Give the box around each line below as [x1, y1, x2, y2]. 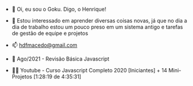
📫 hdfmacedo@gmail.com [11, 42, 78, 49]
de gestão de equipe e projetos [11, 30, 89, 37]
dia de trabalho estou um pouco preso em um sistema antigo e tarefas [11, 24, 184, 30]
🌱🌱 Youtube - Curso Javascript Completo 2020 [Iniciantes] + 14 [11, 67, 168, 74]
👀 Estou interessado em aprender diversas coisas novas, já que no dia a [11, 17, 188, 24]
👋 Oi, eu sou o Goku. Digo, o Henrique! [11, 6, 107, 12]
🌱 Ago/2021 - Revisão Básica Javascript [11, 55, 110, 62]
